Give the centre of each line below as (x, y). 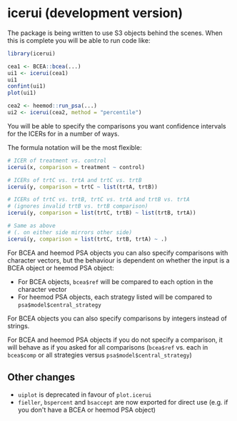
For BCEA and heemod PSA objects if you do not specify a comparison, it (115, 340)
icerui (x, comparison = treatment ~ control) (76, 167)
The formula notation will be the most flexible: (75, 147)
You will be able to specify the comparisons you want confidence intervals (117, 126)
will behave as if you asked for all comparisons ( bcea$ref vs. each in (108, 347)
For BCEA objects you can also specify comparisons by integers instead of (117, 318)
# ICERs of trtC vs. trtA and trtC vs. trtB (75, 180)
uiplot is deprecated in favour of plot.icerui (85, 395)
